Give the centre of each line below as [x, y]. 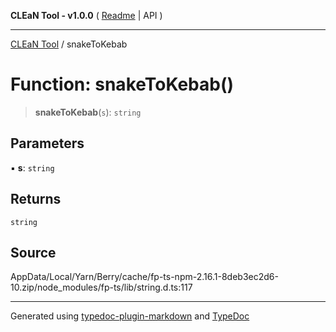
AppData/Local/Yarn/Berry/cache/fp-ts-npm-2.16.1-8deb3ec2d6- [144, 277]
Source [33, 252]
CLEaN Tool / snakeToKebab [69, 44]
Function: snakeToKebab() [122, 84]
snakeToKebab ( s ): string [88, 112]
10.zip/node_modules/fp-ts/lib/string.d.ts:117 [101, 287]
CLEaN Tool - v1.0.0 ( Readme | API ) [86, 15]
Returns [36, 199]
